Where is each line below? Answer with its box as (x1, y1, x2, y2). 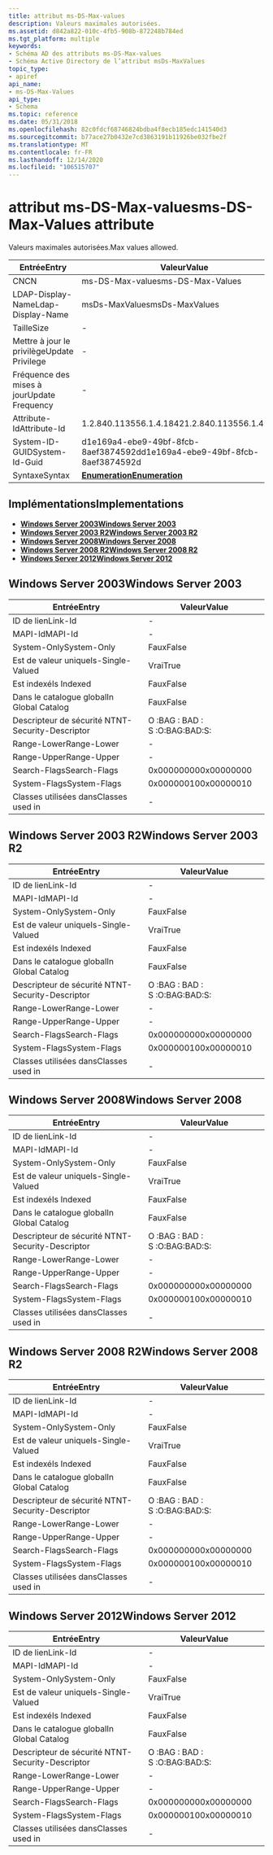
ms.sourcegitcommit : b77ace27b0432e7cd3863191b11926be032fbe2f (8, 133, 227, 141)
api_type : (8, 95, 42, 103)
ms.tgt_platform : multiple (8, 34, 100, 43)
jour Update (12, 390, 55, 401)
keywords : (8, 42, 42, 50)
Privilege (12, 356, 46, 367)
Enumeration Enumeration (80, 469, 183, 481)
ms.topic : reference (8, 111, 79, 119)
